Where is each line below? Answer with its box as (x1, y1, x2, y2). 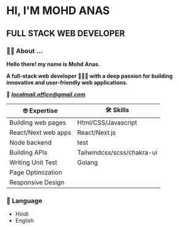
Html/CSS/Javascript (77, 118, 137, 126)
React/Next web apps (9, 128, 71, 137)
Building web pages (9, 118, 66, 126)
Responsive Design (9, 178, 65, 186)
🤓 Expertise (23, 107, 58, 115)
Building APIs (9, 148, 48, 156)
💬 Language (6, 196, 43, 205)
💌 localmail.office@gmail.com (6, 90, 86, 98)
